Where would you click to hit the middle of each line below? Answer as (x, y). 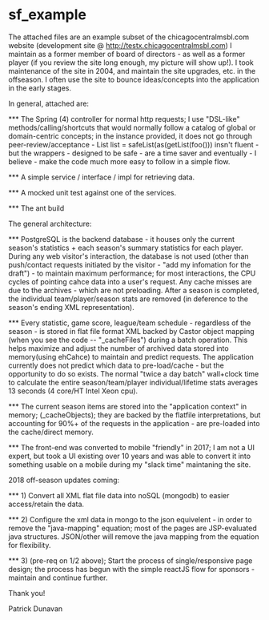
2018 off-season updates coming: (64, 480)
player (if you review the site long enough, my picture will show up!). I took (131, 62)
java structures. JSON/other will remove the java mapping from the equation (134, 536)
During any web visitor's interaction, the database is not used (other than (129, 256)
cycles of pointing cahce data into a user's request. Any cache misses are (130, 281)
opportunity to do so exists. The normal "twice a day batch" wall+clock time (134, 373)
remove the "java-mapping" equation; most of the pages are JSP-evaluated (133, 528)
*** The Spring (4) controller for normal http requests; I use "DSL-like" (124, 119)
